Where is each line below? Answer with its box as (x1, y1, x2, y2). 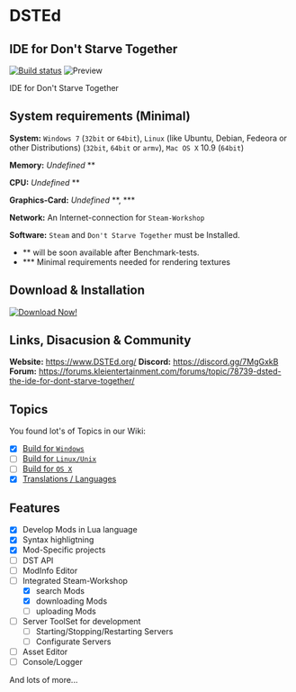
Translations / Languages (22, 474, 117, 485)
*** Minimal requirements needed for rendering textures (22, 256, 231, 267)
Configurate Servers (35, 636, 112, 647)
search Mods (35, 585, 85, 596)
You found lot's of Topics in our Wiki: (9, 425, 147, 437)
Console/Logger (22, 657, 83, 668)
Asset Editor (22, 646, 68, 658)
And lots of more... (9, 675, 78, 686)
